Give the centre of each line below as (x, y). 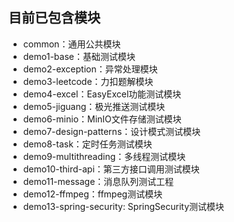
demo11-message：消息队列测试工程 (98, 181)
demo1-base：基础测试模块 (79, 56)
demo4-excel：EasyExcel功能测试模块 (102, 94)
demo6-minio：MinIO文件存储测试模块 (102, 119)
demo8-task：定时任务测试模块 (87, 144)
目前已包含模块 (54, 18)
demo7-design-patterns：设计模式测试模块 (111, 131)
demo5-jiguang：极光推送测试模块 (94, 106)
